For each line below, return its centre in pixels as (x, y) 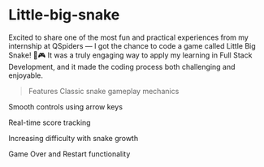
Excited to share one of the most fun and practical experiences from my (129, 37)
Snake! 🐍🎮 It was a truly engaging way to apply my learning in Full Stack (130, 55)
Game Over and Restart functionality (69, 154)
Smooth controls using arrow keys (66, 106)
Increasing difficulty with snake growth (74, 138)
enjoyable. (26, 75)
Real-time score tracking (50, 122)
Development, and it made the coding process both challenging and (122, 66)
